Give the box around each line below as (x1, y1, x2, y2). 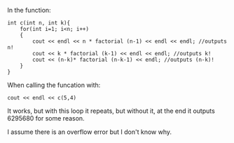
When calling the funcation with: (7, 81, 101, 89)
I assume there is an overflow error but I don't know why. (7, 128, 172, 136)
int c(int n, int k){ (7, 20, 71, 27)
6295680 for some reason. (7, 114, 85, 122)
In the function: (7, 6, 51, 14)
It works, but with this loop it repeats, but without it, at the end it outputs (7, 107, 215, 115)
